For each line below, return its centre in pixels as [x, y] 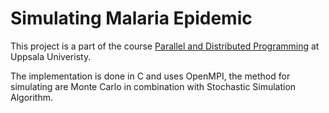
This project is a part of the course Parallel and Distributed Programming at [165, 46]
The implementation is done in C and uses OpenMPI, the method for [150, 76]
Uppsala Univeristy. [51, 56]
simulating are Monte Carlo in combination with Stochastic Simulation [153, 86]
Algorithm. [31, 97]
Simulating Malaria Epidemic [131, 18]
